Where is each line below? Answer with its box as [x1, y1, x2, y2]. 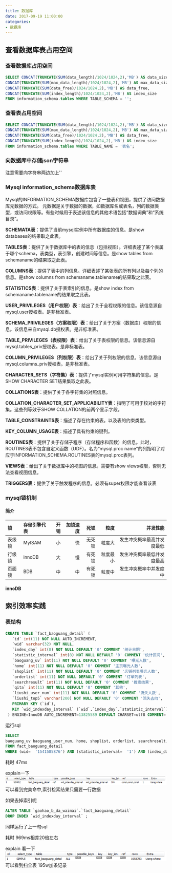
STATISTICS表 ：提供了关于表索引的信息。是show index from [5, 285, 134, 291]
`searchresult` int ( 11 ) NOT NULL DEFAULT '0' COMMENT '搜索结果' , [12, 679, 154, 685]
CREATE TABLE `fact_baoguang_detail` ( [5, 631, 91, 636]
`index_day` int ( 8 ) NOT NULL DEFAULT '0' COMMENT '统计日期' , [12, 647, 145, 652]
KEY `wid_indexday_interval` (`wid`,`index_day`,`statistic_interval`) [12, 707, 168, 712]
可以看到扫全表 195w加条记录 [5, 862, 68, 868]
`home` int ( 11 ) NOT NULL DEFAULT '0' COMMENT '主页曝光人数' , [12, 663, 143, 669]
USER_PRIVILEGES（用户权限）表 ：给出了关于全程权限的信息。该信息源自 [5, 302, 162, 308]
